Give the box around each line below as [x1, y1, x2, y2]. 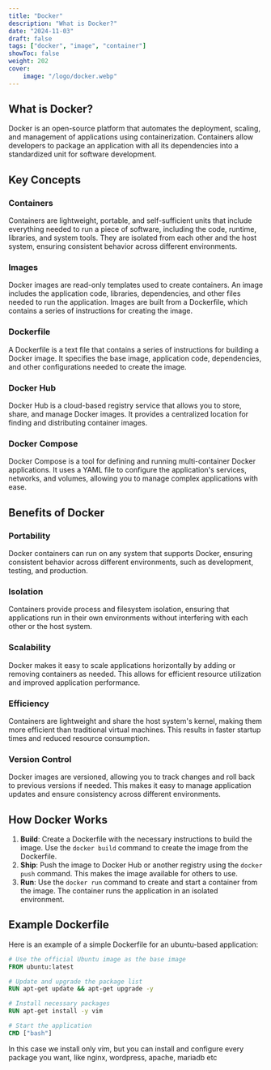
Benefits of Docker [8, 506, 105, 520]
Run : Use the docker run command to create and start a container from [19, 877, 258, 887]
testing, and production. [8, 566, 88, 576]
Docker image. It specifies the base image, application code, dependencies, [8, 353, 261, 363]
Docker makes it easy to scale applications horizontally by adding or [8, 660, 236, 670]
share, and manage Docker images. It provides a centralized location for [8, 409, 249, 419]
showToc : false [8, 49, 60, 58]
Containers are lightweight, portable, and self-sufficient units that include [8, 216, 252, 225]
